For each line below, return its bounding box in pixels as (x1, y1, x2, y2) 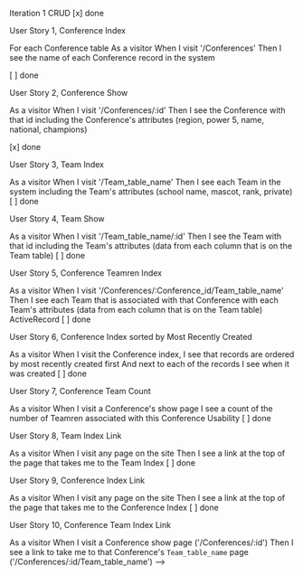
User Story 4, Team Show (9, 213, 105, 224)
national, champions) (9, 124, 88, 135)
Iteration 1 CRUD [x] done (9, 8, 104, 18)
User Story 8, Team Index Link (9, 430, 122, 441)
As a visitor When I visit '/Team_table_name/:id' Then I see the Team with (9, 231, 282, 241)
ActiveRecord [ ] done (9, 314, 91, 325)
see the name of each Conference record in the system (9, 52, 215, 62)
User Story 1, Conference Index (9, 25, 127, 35)
